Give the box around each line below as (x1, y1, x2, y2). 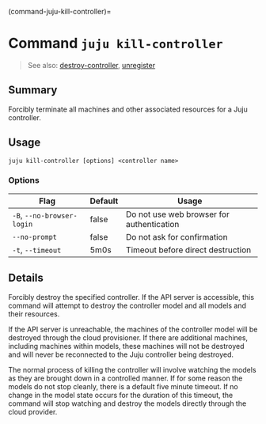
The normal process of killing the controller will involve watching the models (8, 365, 256, 374)
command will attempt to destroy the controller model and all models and (8, 301, 247, 310)
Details (8, 271, 44, 285)
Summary (8, 83, 58, 97)
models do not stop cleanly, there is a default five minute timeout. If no (8, 381, 239, 391)
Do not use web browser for (125, 209, 230, 220)
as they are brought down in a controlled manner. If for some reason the (8, 373, 243, 383)
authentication (125, 218, 180, 229)
